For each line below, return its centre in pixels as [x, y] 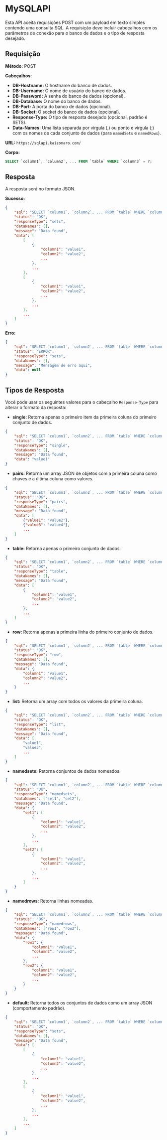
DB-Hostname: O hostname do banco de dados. [62, 85]
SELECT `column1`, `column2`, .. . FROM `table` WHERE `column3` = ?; [79, 161]
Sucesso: [15, 199]
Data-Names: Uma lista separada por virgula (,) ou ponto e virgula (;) [83, 128]
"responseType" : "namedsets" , [45, 794]
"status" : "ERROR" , [34, 351]
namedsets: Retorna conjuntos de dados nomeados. [66, 771]
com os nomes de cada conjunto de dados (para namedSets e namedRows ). [87, 133]
